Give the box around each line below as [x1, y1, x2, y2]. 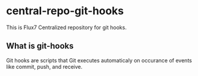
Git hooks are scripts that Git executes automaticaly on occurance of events [6, 56, 192, 64]
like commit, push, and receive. [6, 63, 83, 70]
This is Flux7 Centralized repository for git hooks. [6, 24, 127, 31]
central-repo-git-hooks [6, 4, 124, 18]
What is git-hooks [6, 41, 74, 51]
